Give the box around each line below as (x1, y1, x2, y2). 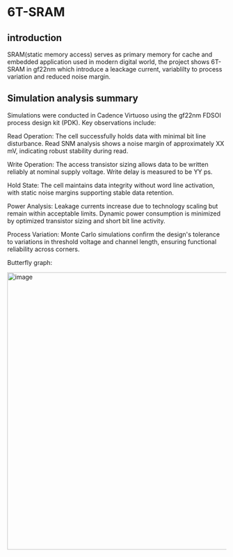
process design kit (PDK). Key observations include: (7, 118, 156, 127)
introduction (7, 32, 63, 44)
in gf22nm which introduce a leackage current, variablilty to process (26, 65, 223, 73)
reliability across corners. (7, 245, 80, 253)
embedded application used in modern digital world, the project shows (7, 58, 210, 66)
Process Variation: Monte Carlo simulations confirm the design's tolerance (7, 230, 220, 239)
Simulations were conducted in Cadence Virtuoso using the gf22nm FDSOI (7, 111, 221, 119)
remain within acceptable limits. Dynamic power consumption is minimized (7, 209, 221, 218)
